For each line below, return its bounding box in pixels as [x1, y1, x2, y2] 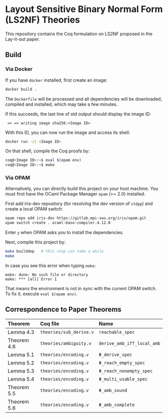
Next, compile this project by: [5, 239, 66, 245]
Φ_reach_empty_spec [98, 360, 145, 365]
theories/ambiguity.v [39, 340, 91, 346]
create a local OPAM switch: [5, 206, 63, 212]
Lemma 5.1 [7, 351, 34, 358]
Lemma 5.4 [7, 375, 34, 382]
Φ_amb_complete [98, 402, 135, 407]
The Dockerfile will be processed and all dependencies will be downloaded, [5, 96, 162, 102]
